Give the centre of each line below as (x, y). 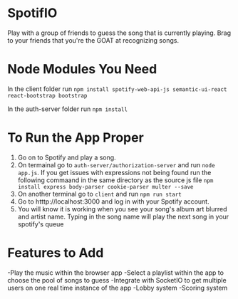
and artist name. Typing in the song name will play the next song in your (123, 216)
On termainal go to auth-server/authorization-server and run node (116, 164)
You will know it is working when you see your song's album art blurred (122, 209)
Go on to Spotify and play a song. (67, 157)
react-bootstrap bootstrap (47, 95)
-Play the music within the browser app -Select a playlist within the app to (116, 273)
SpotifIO (32, 13)
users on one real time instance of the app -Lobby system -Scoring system (118, 288)
